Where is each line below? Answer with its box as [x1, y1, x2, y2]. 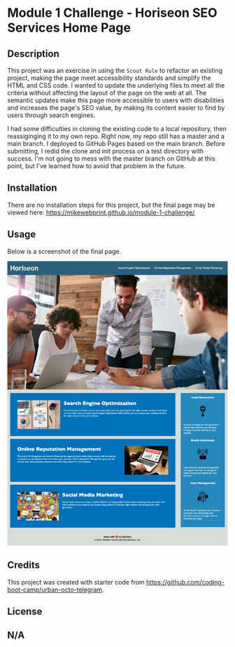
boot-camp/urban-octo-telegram [7, 585, 103, 594]
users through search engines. [7, 111, 96, 119]
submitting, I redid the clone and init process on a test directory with [7, 147, 204, 155]
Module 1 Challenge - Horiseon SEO [7, 5, 218, 21]
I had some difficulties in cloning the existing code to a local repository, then [7, 125, 227, 132]
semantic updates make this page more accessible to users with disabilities [7, 96, 225, 104]
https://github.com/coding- [145, 578, 225, 586]
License [7, 606, 43, 618]
